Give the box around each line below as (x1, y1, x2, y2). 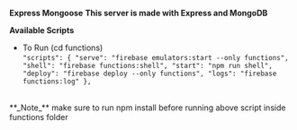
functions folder (9, 112, 69, 122)
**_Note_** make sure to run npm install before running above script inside (9, 102, 286, 113)
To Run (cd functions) (22, 42, 103, 53)
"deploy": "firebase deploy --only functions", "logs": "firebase (22, 69, 277, 78)
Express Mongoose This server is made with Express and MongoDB (9, 8, 268, 18)
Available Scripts (9, 25, 75, 35)
